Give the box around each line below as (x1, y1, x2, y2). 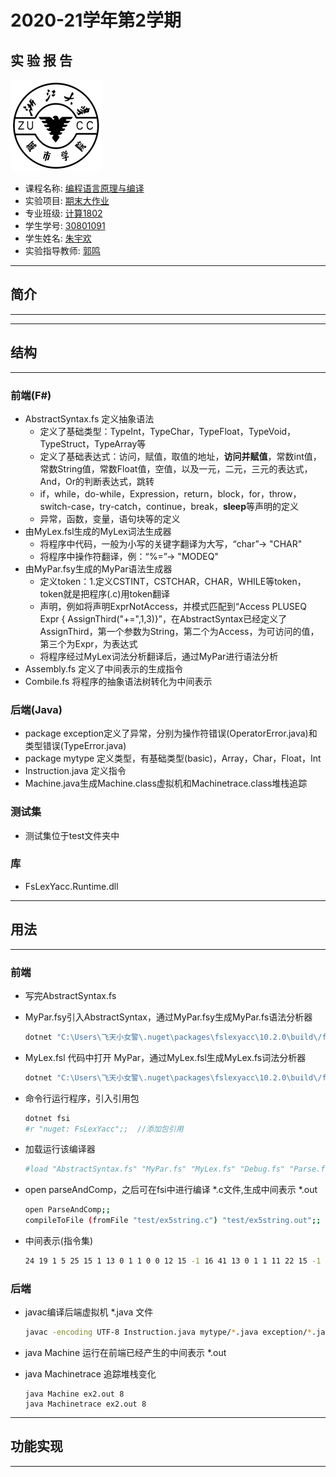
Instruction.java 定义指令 (24, 765, 127, 777)
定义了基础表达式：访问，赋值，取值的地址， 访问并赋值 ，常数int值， (39, 450, 322, 462)
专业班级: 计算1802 (24, 207, 103, 219)
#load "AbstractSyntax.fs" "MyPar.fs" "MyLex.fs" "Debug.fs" (24, 1164, 286, 1175)
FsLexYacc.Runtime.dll (24, 880, 119, 892)
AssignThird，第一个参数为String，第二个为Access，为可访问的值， (39, 625, 320, 637)
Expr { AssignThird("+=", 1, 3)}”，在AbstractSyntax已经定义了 (39, 612, 288, 625)
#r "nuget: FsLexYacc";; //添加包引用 (24, 1124, 184, 1134)
